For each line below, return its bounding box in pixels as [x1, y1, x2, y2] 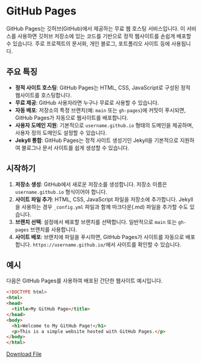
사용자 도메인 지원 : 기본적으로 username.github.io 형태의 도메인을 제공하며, [14, 122, 194, 129]
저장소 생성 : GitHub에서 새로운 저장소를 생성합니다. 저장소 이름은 [14, 181, 168, 188]
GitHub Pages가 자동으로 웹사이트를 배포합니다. [14, 114, 128, 121]
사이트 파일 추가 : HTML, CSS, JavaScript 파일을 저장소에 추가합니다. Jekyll [14, 196, 194, 203]
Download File [6, 350, 42, 358]
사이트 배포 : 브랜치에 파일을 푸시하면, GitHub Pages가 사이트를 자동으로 [14, 233, 185, 240]
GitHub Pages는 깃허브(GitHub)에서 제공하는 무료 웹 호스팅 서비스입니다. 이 [6, 25, 186, 32]
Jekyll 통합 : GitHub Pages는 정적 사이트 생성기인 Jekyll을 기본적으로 [14, 137, 179, 144]
